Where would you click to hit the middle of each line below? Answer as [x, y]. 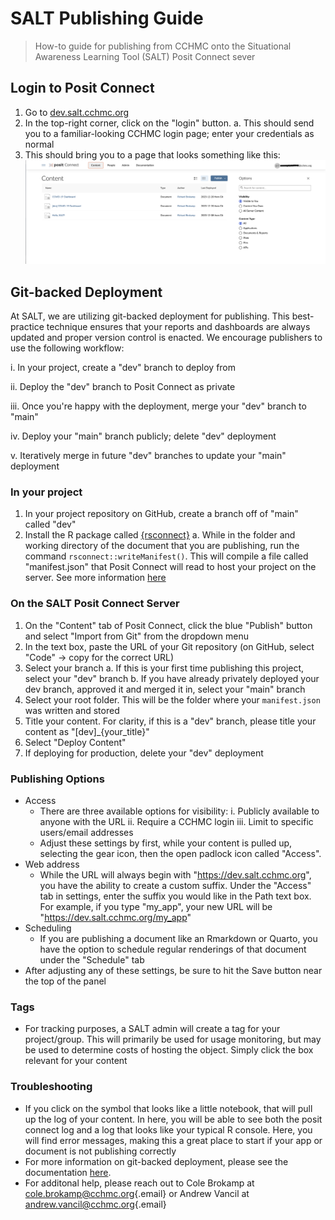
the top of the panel [65, 981]
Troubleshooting [51, 1087]
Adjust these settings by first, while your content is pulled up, [166, 843]
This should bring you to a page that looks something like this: [152, 154]
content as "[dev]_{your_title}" [87, 731]
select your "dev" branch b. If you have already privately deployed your [172, 678]
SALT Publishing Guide [107, 18]
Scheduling [48, 928]
